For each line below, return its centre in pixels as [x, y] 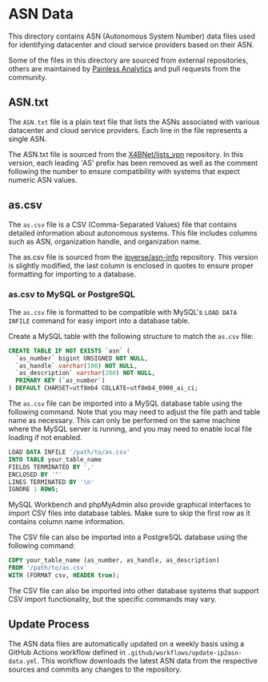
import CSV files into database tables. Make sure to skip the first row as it [129, 513]
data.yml [23, 661]
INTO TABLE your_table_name [55, 459]
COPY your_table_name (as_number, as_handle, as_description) [114, 561]
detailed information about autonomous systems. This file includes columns [133, 232]
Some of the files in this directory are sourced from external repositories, [128, 60]
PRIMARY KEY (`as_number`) [60, 381]
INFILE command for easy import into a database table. [99, 321]
